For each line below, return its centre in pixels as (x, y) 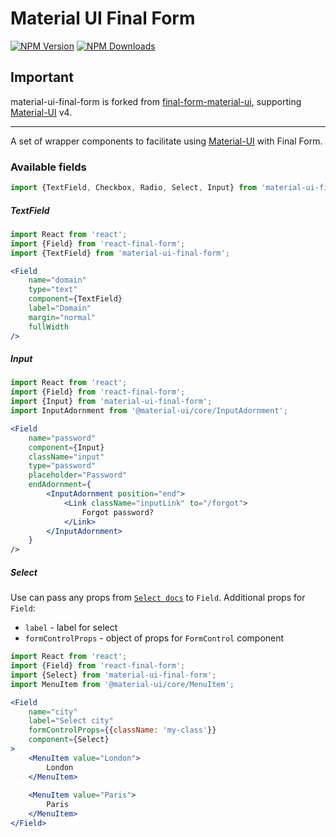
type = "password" (62, 466)
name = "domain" (57, 280)
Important (42, 77)
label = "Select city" (71, 721)
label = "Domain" (60, 308)
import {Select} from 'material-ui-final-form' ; (113, 675)
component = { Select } (69, 740)
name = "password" (62, 438)
